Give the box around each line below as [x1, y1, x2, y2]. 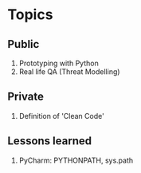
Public [7, 37, 40, 51]
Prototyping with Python [18, 58, 99, 68]
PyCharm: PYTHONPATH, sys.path [18, 155, 134, 165]
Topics [7, 6, 53, 24]
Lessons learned [7, 134, 92, 148]
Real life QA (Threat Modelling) [18, 67, 120, 77]
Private [7, 90, 45, 104]
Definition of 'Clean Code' [18, 111, 104, 120]
